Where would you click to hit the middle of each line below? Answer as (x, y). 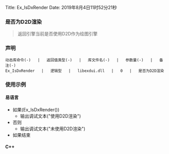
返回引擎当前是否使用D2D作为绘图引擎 (58, 34)
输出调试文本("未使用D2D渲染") (53, 129)
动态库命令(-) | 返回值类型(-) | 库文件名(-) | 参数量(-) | (79, 60)
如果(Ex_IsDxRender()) (36, 109)
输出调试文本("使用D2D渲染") (50, 116)
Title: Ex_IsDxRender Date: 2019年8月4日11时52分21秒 (61, 7)
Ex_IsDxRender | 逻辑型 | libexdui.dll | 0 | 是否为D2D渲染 (85, 71)
